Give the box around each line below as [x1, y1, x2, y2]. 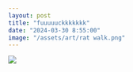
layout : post [8, 11, 51, 20]
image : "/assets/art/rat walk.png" [8, 33, 126, 42]
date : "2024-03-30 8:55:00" [8, 26, 101, 34]
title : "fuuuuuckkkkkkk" [8, 19, 90, 27]
